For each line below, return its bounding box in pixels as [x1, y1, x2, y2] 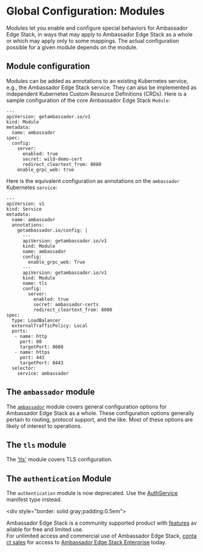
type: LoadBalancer [12, 317, 61, 324]
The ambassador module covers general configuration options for [6, 403, 167, 410]
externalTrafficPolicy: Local [12, 322, 88, 328]
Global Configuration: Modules [6, 4, 165, 18]
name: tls [22, 280, 47, 286]
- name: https [14, 349, 50, 355]
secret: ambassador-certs [33, 301, 99, 307]
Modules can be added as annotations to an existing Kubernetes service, [6, 77, 188, 84]
